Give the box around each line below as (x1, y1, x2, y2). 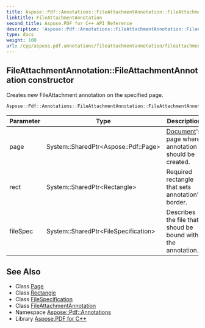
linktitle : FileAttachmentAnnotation (6, 15, 103, 21)
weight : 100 (6, 37, 37, 43)
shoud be (166, 223, 193, 232)
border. (166, 198, 188, 206)
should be (166, 150, 195, 159)
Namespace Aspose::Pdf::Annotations (15, 308, 112, 316)
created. (166, 157, 190, 166)
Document (166, 127, 196, 135)
